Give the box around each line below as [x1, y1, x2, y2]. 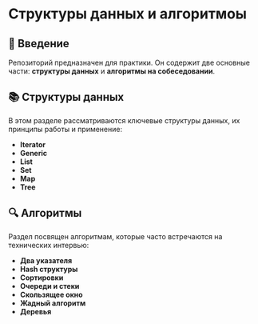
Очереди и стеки [19, 281, 80, 290]
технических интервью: [8, 240, 89, 250]
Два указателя [19, 255, 73, 265]
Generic [19, 148, 48, 158]
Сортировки [19, 273, 64, 282]
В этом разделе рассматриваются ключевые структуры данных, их [8, 115, 240, 125]
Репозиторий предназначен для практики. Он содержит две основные [8, 58, 250, 67]
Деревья [19, 306, 52, 316]
